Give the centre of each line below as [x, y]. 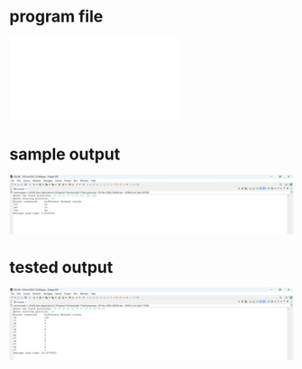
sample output [65, 154]
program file [56, 17]
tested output [61, 268]
